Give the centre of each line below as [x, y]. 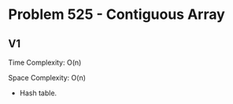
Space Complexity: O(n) [47, 78]
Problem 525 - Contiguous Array [117, 15]
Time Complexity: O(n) [45, 62]
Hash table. [38, 93]
